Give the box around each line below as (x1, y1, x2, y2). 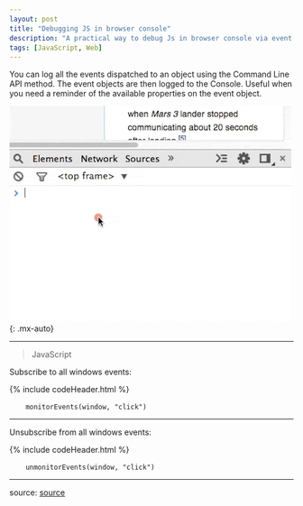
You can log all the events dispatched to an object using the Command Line (9, 69, 290, 80)
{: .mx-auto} (9, 323, 54, 334)
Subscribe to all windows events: (9, 366, 133, 378)
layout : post (9, 14, 59, 23)
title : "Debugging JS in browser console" (9, 23, 171, 33)
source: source (9, 487, 66, 498)
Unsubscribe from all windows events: (9, 427, 151, 437)
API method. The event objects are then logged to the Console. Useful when (9, 78, 293, 89)
